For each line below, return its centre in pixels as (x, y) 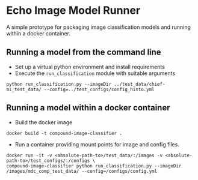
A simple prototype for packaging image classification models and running (99, 27)
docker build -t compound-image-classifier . (64, 133)
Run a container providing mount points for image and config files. (97, 144)
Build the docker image (44, 122)
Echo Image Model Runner (73, 10)
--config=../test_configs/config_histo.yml (99, 89)
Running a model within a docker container (88, 108)
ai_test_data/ (24, 89)
